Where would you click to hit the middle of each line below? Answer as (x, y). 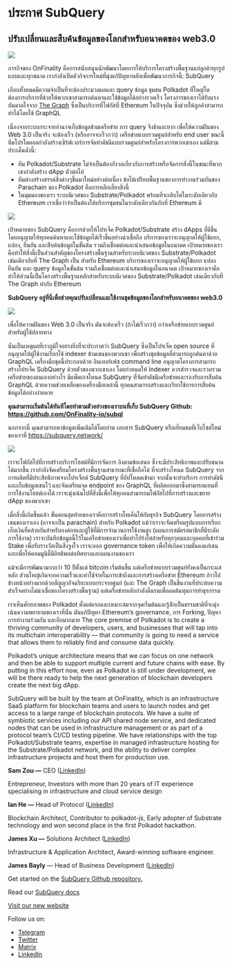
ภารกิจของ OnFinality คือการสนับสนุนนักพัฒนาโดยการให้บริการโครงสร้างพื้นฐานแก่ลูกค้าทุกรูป (116, 68)
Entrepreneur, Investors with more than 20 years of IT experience (101, 784)
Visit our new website (39, 905)
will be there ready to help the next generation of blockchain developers (110, 678)
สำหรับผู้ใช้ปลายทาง (30, 332)
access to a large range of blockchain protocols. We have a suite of (104, 713)
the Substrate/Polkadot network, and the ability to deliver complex (102, 750)
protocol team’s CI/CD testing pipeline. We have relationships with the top (112, 735)
